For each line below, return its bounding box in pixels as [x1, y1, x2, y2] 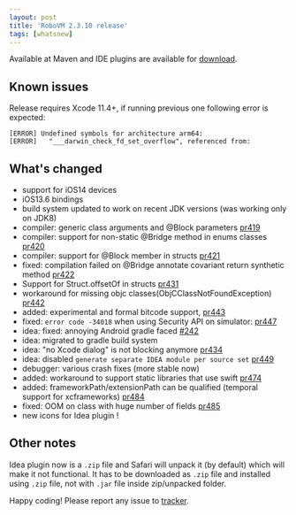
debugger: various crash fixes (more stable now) [21, 364, 201, 373]
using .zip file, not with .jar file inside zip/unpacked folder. [9, 478, 227, 488]
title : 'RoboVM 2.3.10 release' [9, 21, 128, 30]
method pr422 [21, 269, 75, 280]
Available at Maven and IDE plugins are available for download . [9, 54, 238, 65]
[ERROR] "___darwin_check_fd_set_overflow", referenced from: [9, 137, 251, 146]
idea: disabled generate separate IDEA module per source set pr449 [21, 354, 275, 364]
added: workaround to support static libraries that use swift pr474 [21, 373, 262, 383]
